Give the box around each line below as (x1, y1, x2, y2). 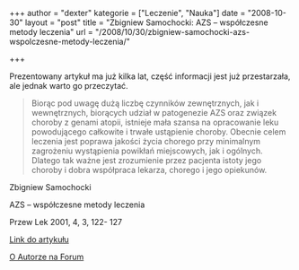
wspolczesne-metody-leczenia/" (9, 36, 130, 47)
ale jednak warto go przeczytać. (9, 81, 128, 91)
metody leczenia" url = (9, 27, 94, 37)
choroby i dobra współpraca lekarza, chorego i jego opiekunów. (31, 165, 268, 175)
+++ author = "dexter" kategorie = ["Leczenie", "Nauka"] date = (9, 8, 246, 18)
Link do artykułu (9, 234, 69, 245)
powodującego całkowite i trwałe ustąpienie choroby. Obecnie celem (31, 126, 286, 137)
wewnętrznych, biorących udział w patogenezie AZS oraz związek (31, 108, 277, 118)
